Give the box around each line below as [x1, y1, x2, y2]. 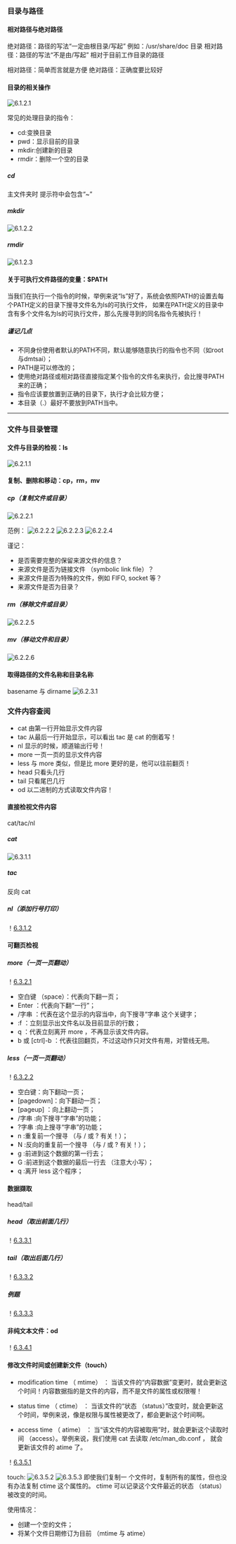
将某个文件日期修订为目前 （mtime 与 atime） [17, 1529, 150, 1537]
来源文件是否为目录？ [17, 583, 79, 591]
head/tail [7, 1200, 33, 1209]
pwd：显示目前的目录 [17, 137, 79, 145]
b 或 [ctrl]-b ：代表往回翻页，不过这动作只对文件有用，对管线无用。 [17, 1037, 214, 1045]
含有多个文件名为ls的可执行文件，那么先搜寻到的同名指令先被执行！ [7, 309, 203, 318]
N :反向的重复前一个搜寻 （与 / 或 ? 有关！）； [17, 1141, 148, 1149]
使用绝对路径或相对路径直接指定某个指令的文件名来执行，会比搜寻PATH [17, 372, 225, 381]
